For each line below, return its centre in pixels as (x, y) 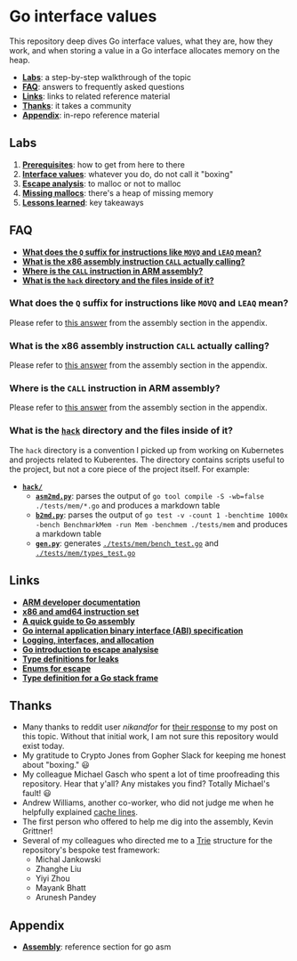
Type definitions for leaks (70, 659)
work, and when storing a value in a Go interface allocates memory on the (144, 50)
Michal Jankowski (68, 859)
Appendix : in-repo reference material (91, 115)
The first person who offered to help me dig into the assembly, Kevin (148, 822)
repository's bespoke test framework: (91, 850)
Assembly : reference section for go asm (96, 947)
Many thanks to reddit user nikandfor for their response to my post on (150, 727)
